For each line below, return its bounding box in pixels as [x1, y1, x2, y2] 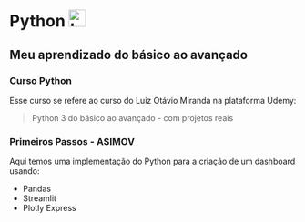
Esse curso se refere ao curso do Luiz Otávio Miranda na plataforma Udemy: [9, 95, 297, 106]
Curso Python [9, 74, 73, 86]
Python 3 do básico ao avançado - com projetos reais [31, 112, 234, 123]
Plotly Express [22, 203, 76, 214]
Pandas [22, 183, 52, 195]
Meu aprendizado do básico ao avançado [9, 46, 249, 63]
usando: [9, 166, 40, 177]
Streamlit [22, 193, 57, 204]
